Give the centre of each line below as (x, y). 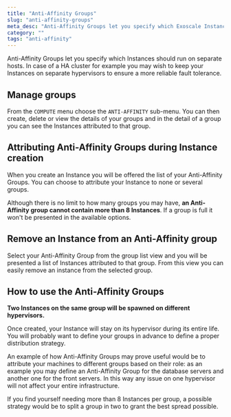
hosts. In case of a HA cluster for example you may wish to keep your (106, 66)
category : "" (26, 33)
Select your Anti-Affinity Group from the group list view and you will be (107, 256)
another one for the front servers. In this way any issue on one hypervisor (111, 379)
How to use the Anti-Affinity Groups (86, 292)
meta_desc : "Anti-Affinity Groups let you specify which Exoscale (104, 26)
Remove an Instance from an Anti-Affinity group (112, 239)
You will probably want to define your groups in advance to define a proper (113, 336)
